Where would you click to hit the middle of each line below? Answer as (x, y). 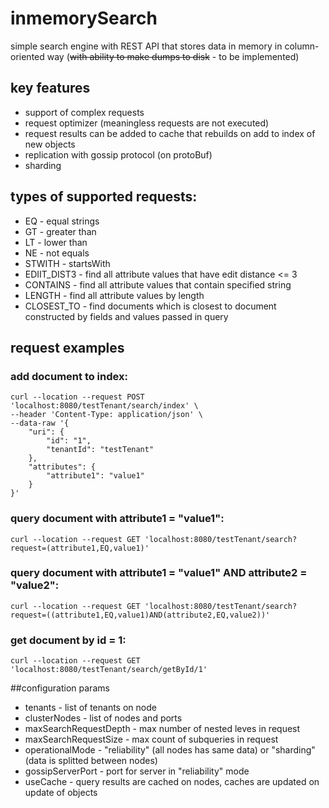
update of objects (61, 793)
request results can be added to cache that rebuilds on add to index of (170, 133)
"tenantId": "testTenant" (100, 450)
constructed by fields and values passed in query (126, 316)
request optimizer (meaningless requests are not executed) (147, 123)
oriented (27, 56)
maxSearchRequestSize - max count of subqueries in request (151, 739)
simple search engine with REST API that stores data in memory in (146, 46)
